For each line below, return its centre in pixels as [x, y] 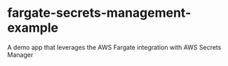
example [33, 28]
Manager [20, 55]
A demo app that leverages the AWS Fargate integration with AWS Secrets [114, 47]
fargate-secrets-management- [99, 13]
